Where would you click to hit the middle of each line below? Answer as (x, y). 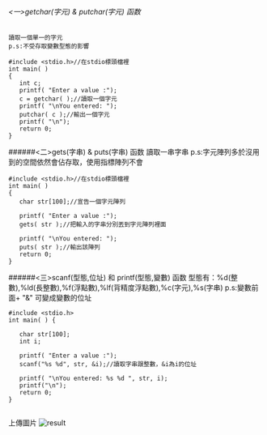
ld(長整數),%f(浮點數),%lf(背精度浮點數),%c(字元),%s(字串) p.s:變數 (140, 288)
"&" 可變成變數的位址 (57, 298)
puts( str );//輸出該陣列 (60, 247)
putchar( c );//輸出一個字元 (65, 115)
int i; (30, 342)
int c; (30, 83)
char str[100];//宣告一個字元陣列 (72, 202)
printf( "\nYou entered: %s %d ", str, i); (93, 379)
